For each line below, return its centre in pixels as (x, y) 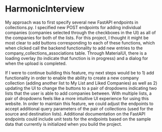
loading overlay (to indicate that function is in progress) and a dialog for (77, 58)
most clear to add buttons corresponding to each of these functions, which (80, 43)
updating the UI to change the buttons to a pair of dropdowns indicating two (81, 88)
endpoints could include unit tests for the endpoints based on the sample (78, 119)
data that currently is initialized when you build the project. (64, 124)
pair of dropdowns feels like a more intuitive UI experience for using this (77, 98)
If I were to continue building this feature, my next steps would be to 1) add (80, 73)
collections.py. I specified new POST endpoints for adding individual (73, 27)
